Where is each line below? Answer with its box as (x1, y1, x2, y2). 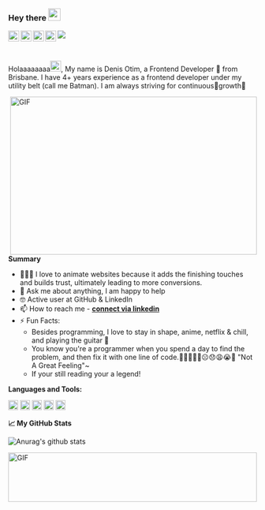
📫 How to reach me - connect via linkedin (19, 304, 160, 313)
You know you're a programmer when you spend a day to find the (31, 344, 245, 354)
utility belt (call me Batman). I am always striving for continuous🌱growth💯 (8, 81, 246, 91)
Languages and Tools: (8, 384, 83, 394)
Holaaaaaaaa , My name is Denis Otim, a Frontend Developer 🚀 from (8, 64, 238, 74)
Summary (8, 254, 41, 264)
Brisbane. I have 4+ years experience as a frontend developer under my (8, 73, 242, 82)
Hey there (8, 12, 47, 23)
